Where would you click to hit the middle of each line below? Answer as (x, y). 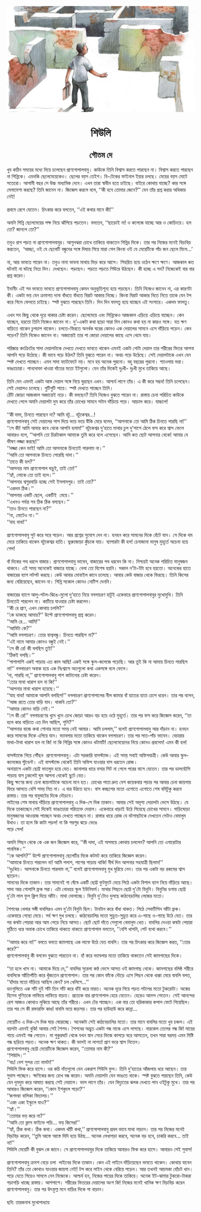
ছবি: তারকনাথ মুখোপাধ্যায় (28, 1202)
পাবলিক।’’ (16, 849)
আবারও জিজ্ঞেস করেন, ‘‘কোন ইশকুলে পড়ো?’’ (46, 1089)
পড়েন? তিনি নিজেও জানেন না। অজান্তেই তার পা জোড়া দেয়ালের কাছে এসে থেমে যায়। (79, 335)
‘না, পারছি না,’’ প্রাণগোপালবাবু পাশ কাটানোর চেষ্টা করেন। (54, 675)
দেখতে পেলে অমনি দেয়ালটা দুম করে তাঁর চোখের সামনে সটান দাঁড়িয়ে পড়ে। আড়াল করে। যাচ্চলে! (87, 401)
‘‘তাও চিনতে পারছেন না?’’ (29, 508)
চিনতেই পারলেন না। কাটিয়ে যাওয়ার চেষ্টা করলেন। (49, 601)
